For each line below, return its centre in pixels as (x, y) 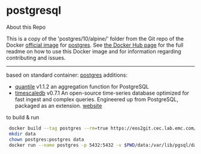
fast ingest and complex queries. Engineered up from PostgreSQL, (96, 99)
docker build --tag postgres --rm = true (59, 128)
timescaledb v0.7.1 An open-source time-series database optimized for (102, 93)
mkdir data (22, 134)
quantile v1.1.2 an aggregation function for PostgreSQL (82, 86)
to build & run (23, 117)
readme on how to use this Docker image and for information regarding (94, 51)
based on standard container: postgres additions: (67, 75)
